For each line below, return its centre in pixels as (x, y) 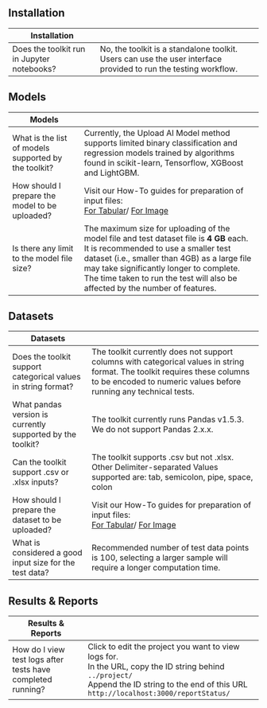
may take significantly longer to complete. (162, 268)
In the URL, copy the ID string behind (156, 667)
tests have (31, 670)
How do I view (39, 650)
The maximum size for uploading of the (157, 228)
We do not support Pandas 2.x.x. (152, 430)
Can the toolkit (39, 462)
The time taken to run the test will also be (161, 278)
